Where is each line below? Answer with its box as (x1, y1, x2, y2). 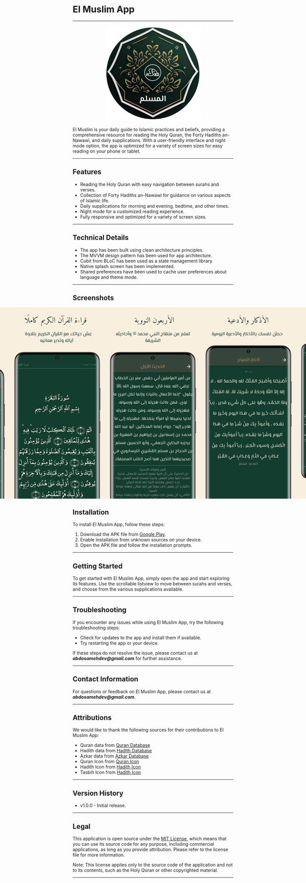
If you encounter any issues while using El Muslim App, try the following (72, 619, 224, 625)
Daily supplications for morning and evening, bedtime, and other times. (80, 203, 229, 209)
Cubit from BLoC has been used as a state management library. (80, 258, 214, 264)
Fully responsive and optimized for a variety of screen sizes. (80, 213, 207, 220)
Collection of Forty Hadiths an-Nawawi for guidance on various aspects (80, 192, 231, 198)
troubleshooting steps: (72, 624, 120, 631)
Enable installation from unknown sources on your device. (80, 537, 202, 543)
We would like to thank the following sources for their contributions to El (72, 727, 224, 733)
